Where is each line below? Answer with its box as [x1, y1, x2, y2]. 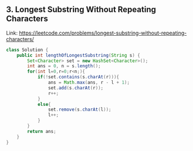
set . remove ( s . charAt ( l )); [48, 107, 111, 113]
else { [37, 101, 51, 107]
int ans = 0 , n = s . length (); [27, 63, 101, 69]
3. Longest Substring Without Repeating [6, 5, 157, 15]
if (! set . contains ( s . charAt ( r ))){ [37, 74, 119, 80]
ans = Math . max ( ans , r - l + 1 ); [48, 80, 130, 85]
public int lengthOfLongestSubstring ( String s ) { [16, 52, 141, 58]
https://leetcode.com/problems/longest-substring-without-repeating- [19, 29, 187, 36]
